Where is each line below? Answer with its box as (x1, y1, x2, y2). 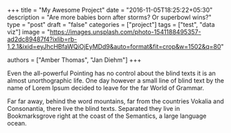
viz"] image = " (7, 28, 50, 36)
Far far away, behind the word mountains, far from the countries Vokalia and (7, 97, 225, 105)
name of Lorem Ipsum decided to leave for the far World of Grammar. (7, 84, 205, 92)
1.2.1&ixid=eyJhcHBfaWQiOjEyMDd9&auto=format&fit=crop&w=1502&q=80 (7, 43, 221, 50)
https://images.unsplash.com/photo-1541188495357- (49, 28, 202, 36)
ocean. (7, 119, 27, 127)
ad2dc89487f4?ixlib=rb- (7, 35, 77, 43)
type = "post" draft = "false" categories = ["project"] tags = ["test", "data (7, 21, 216, 28)
